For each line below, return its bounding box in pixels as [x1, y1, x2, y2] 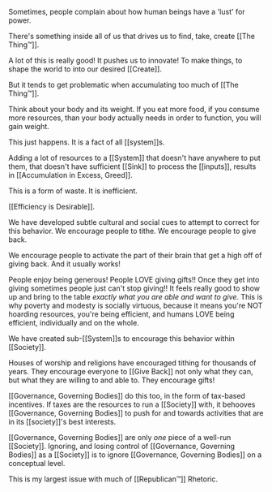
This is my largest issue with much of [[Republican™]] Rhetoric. [8, 474, 219, 484]
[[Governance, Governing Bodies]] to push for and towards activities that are [8, 408, 264, 417]
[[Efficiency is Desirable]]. [8, 202, 96, 211]
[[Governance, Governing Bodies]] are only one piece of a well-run [8, 433, 232, 442]
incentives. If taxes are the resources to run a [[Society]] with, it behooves [8, 399, 256, 409]
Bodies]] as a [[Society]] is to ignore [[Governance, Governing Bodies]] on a [8, 450, 262, 460]
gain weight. [8, 122, 50, 131]
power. [8, 15, 32, 25]
